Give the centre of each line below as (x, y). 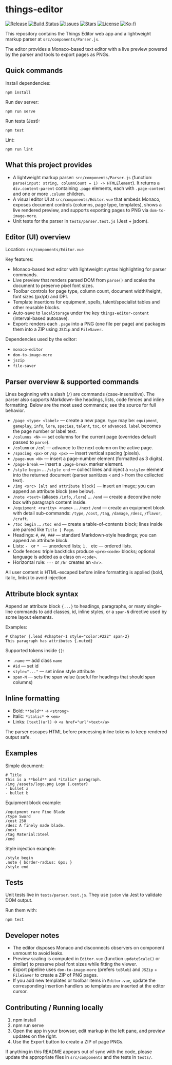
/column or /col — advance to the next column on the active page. (83, 448)
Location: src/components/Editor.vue (44, 250)
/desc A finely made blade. (35, 825)
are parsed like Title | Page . (43, 529)
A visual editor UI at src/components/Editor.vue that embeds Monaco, (87, 199)
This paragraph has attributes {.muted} (49, 641)
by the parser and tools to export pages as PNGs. (58, 54)
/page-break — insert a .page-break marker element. (68, 464)
